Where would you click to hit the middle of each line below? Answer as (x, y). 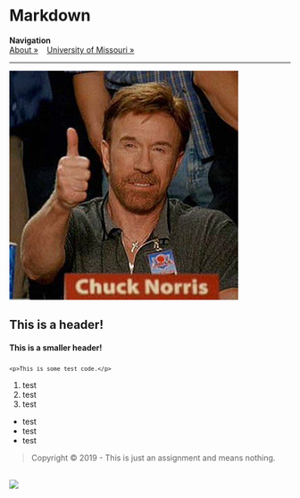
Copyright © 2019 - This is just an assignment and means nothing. (153, 458)
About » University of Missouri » (72, 49)
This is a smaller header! (56, 347)
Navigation (30, 40)
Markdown (50, 16)
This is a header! (57, 325)
